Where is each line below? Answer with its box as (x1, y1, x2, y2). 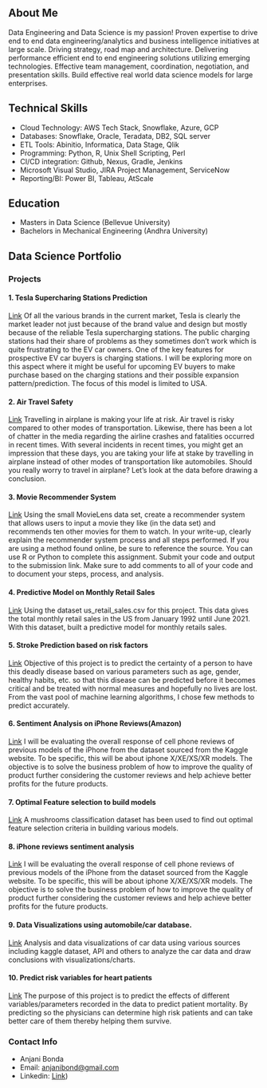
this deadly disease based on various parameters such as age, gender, (8, 666, 241, 676)
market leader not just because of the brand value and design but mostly (8, 319, 248, 329)
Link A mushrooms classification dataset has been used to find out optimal (8, 815, 253, 825)
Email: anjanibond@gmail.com (19, 1062, 120, 1072)
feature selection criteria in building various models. (8, 823, 179, 833)
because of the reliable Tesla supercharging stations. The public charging (8, 327, 250, 337)
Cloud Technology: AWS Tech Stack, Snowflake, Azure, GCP (19, 123, 219, 132)
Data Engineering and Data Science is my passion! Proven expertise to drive (8, 27, 258, 37)
